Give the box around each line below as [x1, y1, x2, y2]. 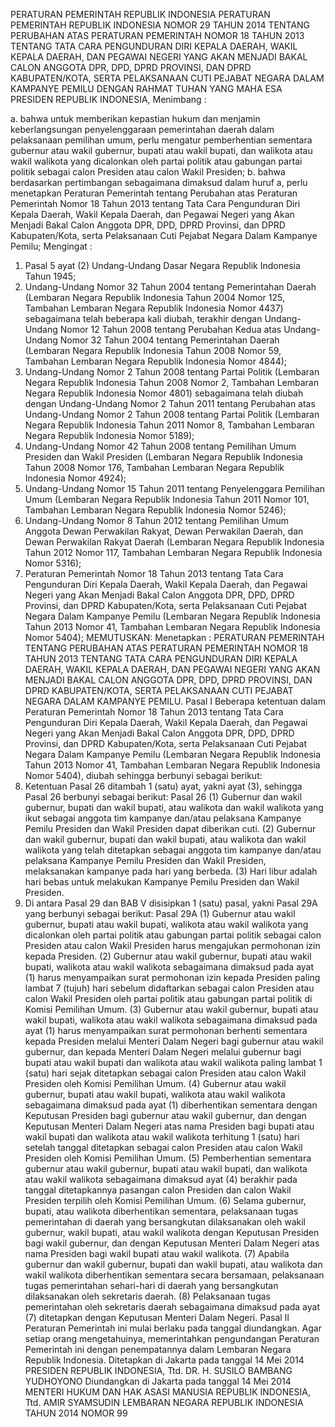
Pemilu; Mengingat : [10, 240, 93, 252]
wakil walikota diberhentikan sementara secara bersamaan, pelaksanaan [24, 1269, 325, 1281]
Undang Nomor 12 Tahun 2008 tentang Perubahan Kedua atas [24, 324, 282, 335]
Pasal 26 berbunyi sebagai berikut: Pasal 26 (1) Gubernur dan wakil [24, 791, 303, 803]
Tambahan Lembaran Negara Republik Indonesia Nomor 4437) [24, 302, 284, 314]
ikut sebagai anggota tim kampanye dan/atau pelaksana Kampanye [24, 812, 302, 824]
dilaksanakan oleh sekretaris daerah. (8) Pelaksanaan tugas [24, 1290, 271, 1302]
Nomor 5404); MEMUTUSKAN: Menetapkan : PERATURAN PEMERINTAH [24, 632, 325, 643]
